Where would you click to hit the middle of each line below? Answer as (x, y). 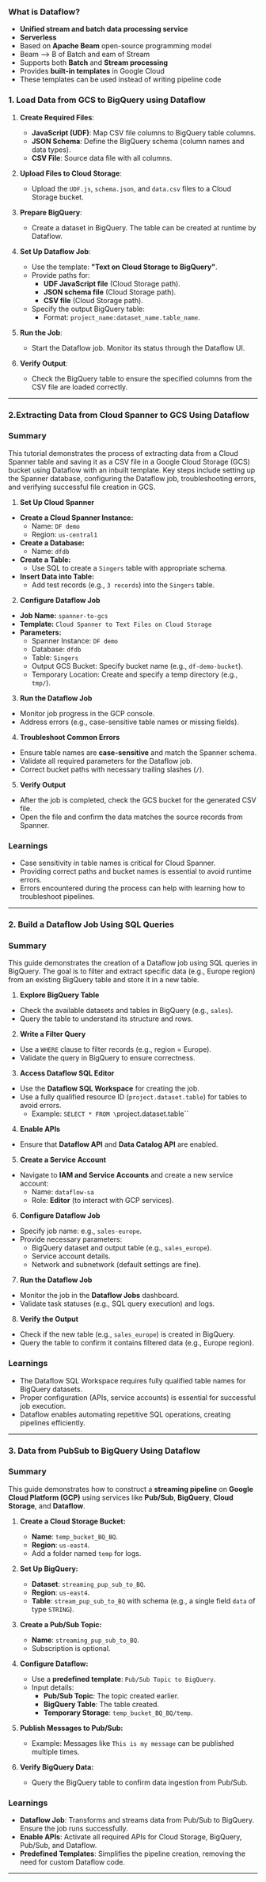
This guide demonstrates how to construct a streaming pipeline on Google (131, 1489)
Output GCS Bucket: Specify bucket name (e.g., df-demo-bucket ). (137, 666)
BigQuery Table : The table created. (101, 1704)
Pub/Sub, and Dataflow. (58, 1846)
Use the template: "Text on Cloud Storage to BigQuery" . (124, 267)
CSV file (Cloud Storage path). (93, 300)
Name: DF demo (56, 526)
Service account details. (71, 1256)
